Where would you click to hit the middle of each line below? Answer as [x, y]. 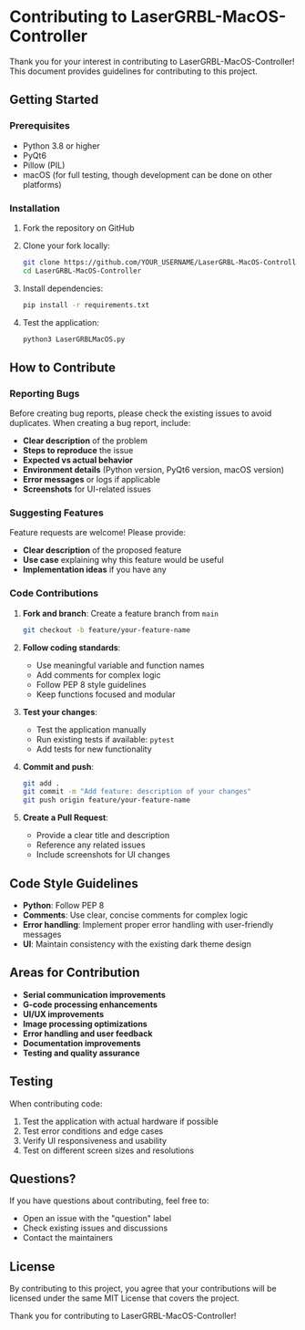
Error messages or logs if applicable [91, 480]
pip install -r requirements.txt [86, 305]
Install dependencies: [63, 288]
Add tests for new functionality [94, 749]
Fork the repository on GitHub [78, 228]
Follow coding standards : [71, 647]
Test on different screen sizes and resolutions [108, 1150]
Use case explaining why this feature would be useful [123, 560]
